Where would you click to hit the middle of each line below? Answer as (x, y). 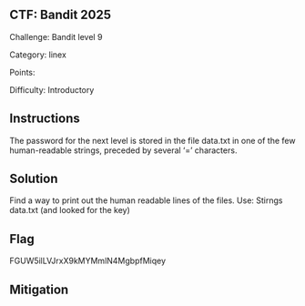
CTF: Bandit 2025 (61, 15)
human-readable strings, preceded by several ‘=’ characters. (123, 150)
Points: (22, 72)
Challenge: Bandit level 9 (56, 36)
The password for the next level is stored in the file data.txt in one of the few (152, 140)
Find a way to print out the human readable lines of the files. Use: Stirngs (146, 200)
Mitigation (39, 289)
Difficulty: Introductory (52, 89)
